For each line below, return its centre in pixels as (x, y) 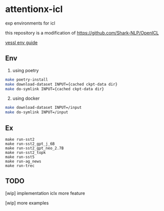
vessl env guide (21, 42)
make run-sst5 (20, 157)
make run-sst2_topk (26, 152)
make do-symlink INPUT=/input (37, 112)
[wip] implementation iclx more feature (45, 193)
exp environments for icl (30, 23)
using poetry (26, 70)
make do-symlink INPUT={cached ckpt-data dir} (55, 89)
